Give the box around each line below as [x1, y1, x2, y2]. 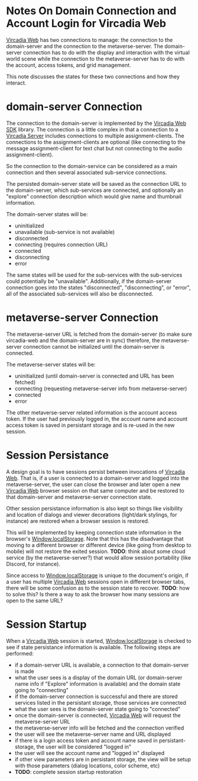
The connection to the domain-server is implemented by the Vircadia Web [6, 120, 187, 127]
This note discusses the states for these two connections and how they [6, 73, 180, 80]
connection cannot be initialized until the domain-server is [23, 343, 165, 350]
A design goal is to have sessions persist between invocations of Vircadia [6, 468, 185, 475]
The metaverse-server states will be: [6, 361, 96, 368]
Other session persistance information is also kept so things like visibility [6, 504, 183, 512]
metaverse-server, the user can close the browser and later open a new [6, 481, 181, 488]
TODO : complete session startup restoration [14, 768, 122, 775]
